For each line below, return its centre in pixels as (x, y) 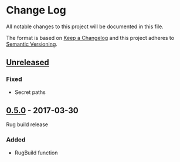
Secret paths (30, 92)
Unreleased (28, 63)
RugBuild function (36, 153)
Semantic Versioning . (32, 44)
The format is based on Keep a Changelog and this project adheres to (90, 38)
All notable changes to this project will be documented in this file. (85, 26)
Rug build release (27, 124)
